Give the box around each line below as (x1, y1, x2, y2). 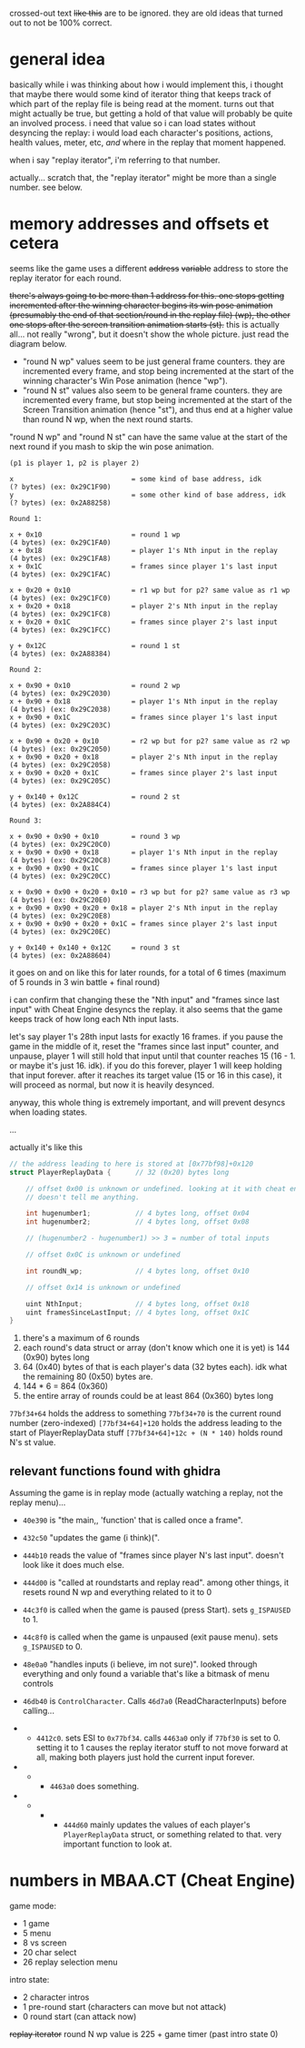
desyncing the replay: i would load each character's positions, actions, (9, 127, 274, 138)
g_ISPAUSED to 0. (22, 1641, 84, 1652)
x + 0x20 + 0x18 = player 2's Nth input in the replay (9, 601, 279, 611)
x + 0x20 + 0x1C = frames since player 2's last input (9, 617, 279, 626)
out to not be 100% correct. (9, 17, 113, 28)
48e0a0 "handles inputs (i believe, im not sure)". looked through (22, 1659, 258, 1669)
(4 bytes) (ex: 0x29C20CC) (9, 871, 112, 881)
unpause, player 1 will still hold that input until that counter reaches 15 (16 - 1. (9, 1050, 296, 1061)
